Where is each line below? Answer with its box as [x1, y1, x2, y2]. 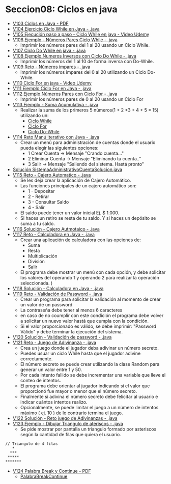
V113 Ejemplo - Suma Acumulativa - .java [12, 101, 99, 107]
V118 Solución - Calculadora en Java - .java [12, 285, 104, 291]
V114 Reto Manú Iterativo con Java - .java [12, 134, 100, 140]
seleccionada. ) [20, 280, 53, 286]
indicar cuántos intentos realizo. [20, 398, 88, 405]
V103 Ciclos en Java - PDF [12, 20, 69, 26]
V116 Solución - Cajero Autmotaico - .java [12, 225, 100, 232]
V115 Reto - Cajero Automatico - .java [12, 172, 91, 178]
